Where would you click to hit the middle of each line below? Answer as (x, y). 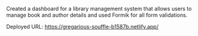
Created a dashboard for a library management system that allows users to (99, 9)
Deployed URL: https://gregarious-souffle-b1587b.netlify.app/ (82, 27)
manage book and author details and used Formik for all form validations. (97, 15)
